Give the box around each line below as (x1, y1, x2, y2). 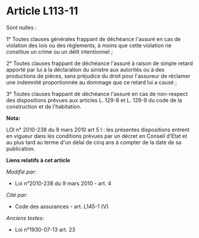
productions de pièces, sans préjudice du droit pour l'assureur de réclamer (6, 72, 191, 79)
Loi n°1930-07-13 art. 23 (14, 225, 76, 233)
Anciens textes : (6, 214, 45, 221)
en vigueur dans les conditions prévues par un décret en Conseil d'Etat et (6, 132, 187, 140)
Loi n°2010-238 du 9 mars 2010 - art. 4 (14, 180, 112, 187)
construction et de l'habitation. (6, 103, 82, 110)
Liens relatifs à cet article (6, 156, 71, 163)
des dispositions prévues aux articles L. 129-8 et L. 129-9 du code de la (6, 97, 182, 104)
